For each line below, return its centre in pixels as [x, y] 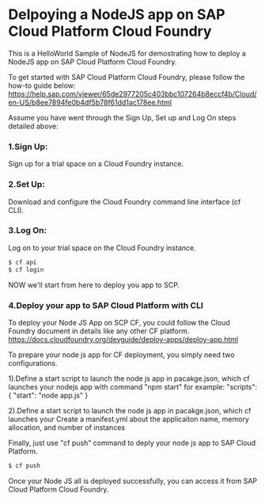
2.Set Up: [26, 184]
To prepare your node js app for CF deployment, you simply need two [121, 355]
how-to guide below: [42, 86]
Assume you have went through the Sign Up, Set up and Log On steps [122, 117]
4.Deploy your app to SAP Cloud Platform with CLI [106, 305]
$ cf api [23, 262]
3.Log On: [28, 230]
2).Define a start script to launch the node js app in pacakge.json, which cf [130, 410]
